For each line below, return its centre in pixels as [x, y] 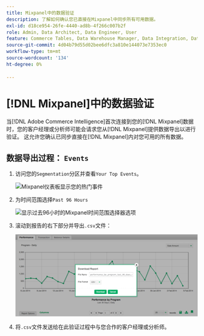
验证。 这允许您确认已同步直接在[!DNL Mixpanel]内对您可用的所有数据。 [97, 137]
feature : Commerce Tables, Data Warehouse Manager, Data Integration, [97, 39]
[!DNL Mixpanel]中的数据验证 [80, 103]
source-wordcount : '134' [38, 58]
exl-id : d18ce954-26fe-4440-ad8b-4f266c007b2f [66, 26]
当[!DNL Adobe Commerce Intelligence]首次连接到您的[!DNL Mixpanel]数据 [100, 121]
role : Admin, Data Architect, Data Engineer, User [72, 32]
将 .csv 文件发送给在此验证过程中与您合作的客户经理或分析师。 [92, 327]
